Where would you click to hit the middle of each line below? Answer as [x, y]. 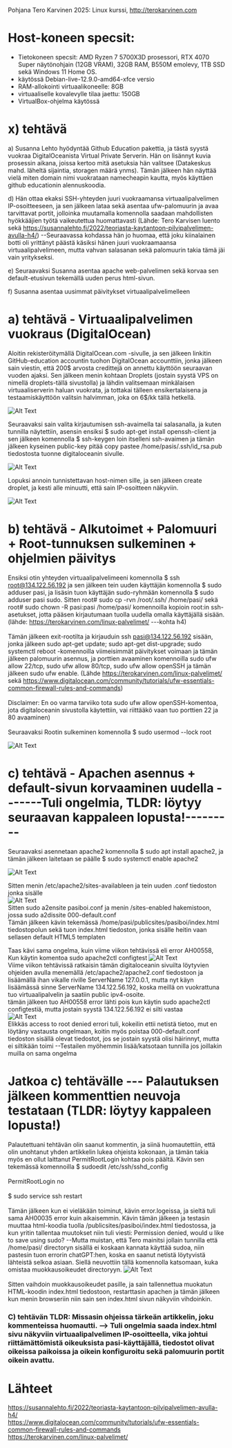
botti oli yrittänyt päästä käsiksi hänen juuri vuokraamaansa [92, 242]
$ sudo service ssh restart [45, 1195]
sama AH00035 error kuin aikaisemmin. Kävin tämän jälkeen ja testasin [109, 1218]
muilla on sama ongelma [42, 1053]
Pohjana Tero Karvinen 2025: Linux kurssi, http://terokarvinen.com [103, 10]
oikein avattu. [31, 1360]
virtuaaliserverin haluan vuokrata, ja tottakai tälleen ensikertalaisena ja [108, 390]
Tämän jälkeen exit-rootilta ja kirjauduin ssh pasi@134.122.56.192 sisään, [110, 636]
